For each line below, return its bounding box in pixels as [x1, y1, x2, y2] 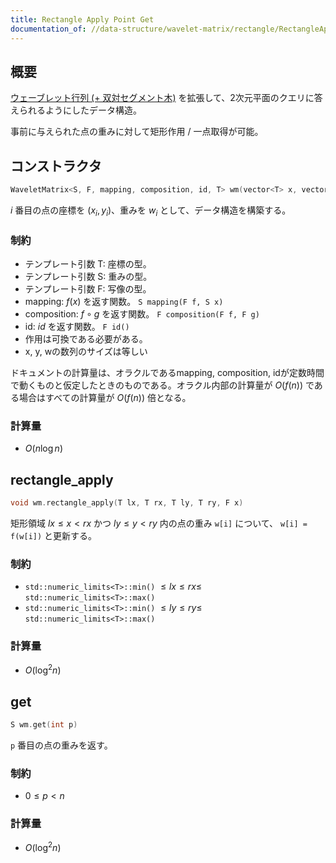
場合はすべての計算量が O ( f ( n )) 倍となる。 [18, 392, 192, 404]
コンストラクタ [10, 157, 102, 175]
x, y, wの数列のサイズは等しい [24, 346, 148, 358]
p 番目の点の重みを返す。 [10, 739, 113, 751]
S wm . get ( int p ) [10, 720, 78, 730]
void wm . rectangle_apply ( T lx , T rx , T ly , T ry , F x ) [10, 498, 244, 508]
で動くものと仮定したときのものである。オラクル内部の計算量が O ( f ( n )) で [10, 379, 315, 391]
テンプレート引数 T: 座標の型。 [24, 258, 152, 270]
